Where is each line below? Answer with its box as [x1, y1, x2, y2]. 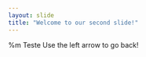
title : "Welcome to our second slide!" [8, 19, 139, 27]
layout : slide [8, 11, 55, 20]
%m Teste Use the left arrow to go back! [8, 40, 139, 49]
